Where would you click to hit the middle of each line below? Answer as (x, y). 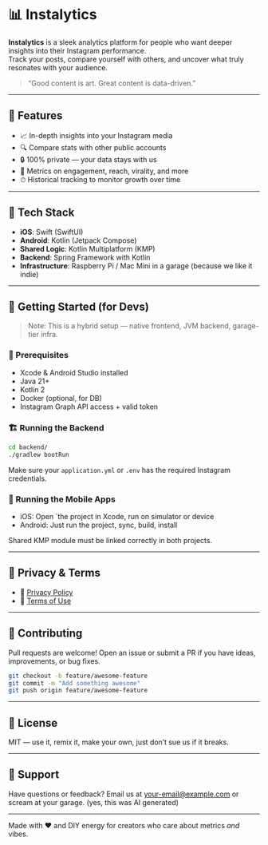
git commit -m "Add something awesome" (75, 683)
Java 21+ (35, 381)
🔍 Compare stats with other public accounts (93, 147)
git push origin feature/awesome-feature (78, 691)
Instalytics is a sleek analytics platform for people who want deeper (120, 42)
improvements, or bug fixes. (55, 661)
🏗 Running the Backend (56, 427)
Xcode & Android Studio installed (74, 372)
